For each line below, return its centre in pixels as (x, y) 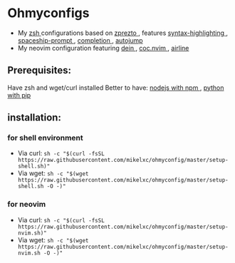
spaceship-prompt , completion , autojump (80, 40)
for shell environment (45, 138)
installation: (35, 118)
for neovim (27, 205)
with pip (19, 95)
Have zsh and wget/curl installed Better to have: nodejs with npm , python (116, 88)
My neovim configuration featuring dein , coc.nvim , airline (103, 48)
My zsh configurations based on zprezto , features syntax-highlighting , (123, 33)
